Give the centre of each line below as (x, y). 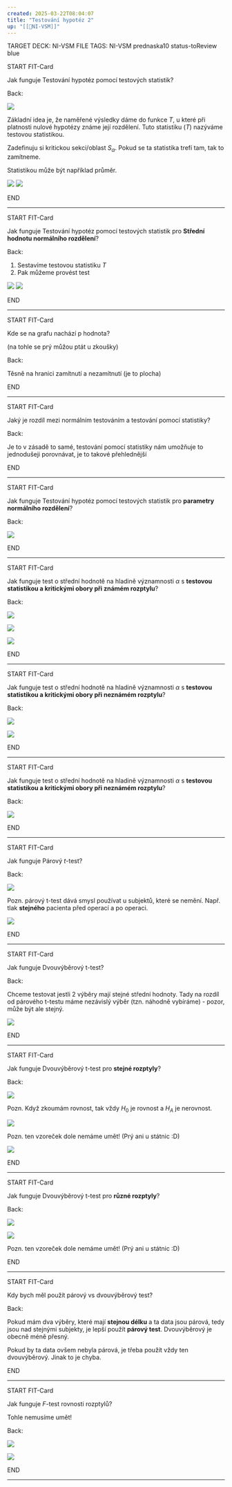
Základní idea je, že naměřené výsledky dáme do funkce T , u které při (106, 120)
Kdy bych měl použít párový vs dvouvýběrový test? (80, 1295)
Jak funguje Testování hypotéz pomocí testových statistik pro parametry (111, 501)
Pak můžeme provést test (53, 273)
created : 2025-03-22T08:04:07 (51, 13)
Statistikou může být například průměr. (62, 171)
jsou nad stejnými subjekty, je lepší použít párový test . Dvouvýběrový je (110, 1329)
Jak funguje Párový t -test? (45, 861)
